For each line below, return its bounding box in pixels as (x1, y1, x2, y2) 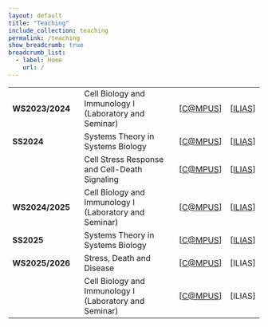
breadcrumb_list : (8, 49, 66, 57)
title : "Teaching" (8, 19, 69, 27)
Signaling (83, 173, 120, 184)
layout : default (8, 11, 62, 20)
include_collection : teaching (8, 26, 109, 34)
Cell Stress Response (83, 153, 164, 164)
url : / (22, 64, 45, 72)
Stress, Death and (83, 252, 152, 263)
